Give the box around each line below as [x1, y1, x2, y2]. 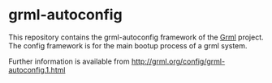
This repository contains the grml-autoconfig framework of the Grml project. [8, 32, 264, 42]
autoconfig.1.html [8, 64, 66, 74]
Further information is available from [8, 56, 130, 66]
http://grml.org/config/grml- [131, 56, 226, 66]
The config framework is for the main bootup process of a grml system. [8, 40, 248, 50]
